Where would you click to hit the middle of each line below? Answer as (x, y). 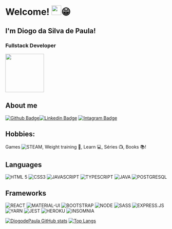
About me (21, 106)
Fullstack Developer (31, 45)
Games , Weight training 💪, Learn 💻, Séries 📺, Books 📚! (76, 147)
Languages (24, 165)
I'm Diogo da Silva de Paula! (51, 31)
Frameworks (26, 193)
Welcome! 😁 (38, 12)
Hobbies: (20, 134)
